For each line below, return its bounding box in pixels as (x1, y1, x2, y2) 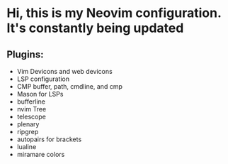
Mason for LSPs (16, 90, 64, 98)
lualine (16, 143, 37, 151)
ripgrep (16, 128, 39, 136)
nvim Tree (16, 105, 47, 113)
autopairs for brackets (16, 135, 82, 143)
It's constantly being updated (6, 20, 184, 36)
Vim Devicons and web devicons (16, 67, 113, 75)
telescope (16, 112, 47, 121)
